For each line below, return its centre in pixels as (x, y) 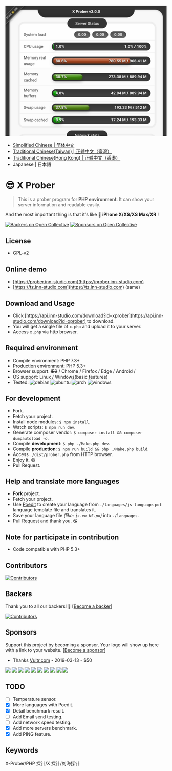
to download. (101, 321)
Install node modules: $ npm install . (51, 422)
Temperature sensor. (35, 699)
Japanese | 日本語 (32, 164)
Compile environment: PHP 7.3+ (46, 360)
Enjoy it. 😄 (24, 460)
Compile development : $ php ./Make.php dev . (61, 443)
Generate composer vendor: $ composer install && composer (77, 432)
